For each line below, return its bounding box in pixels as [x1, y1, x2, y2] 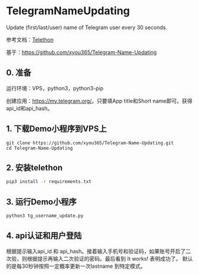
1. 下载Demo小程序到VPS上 [6, 124, 107, 134]
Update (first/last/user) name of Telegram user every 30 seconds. [6, 24, 168, 31]
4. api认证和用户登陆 [6, 230, 82, 241]
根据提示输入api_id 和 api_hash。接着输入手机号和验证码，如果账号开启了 [6, 248, 186, 255]
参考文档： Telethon [6, 36, 54, 43]
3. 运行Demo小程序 [6, 197, 77, 207]
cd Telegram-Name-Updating [6, 145, 73, 151]
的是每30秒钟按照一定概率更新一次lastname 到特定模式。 [6, 263, 146, 270]
